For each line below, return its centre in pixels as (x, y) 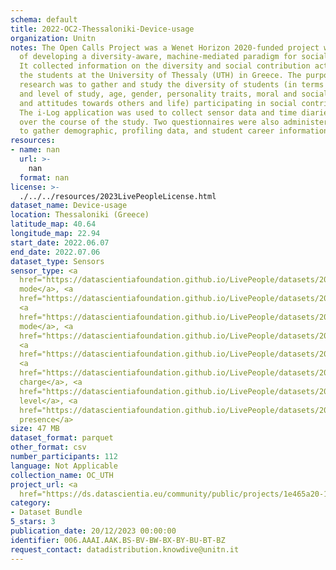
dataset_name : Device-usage (69, 206)
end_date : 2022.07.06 (55, 252)
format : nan (44, 177)
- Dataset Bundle (46, 512)
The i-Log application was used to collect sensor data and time (158, 112)
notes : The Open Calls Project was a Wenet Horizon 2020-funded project (165, 47)
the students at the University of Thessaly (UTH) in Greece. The (160, 76)
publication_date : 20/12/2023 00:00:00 (93, 531)
